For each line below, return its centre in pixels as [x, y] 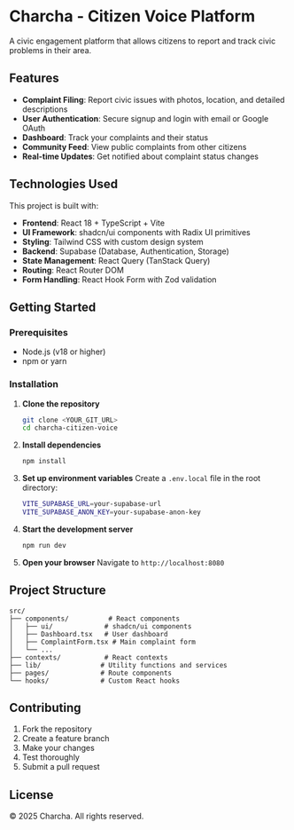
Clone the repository [61, 403]
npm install [44, 462]
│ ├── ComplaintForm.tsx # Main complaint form [103, 642]
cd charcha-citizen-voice [70, 428]
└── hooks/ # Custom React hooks [94, 681]
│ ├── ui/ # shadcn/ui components [101, 626]
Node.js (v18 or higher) [64, 352]
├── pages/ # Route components [91, 673]
